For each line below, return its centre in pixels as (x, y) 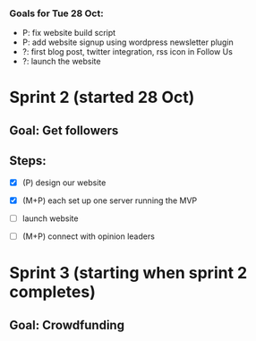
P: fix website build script (69, 33)
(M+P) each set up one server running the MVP (110, 200)
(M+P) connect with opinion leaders (88, 236)
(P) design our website (64, 183)
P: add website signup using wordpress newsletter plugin (128, 42)
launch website (50, 218)
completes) (53, 292)
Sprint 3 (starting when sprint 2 (128, 273)
